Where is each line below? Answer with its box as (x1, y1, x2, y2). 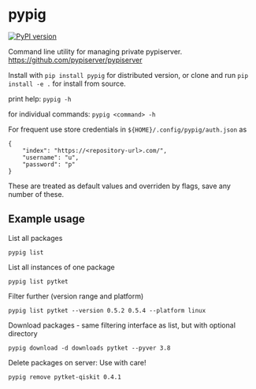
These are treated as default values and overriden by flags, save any (8, 181, 231, 191)
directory (8, 328, 38, 338)
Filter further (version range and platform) (8, 291, 144, 301)
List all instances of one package (8, 262, 116, 272)
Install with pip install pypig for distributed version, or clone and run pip (8, 70, 249, 80)
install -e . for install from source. (8, 79, 126, 88)
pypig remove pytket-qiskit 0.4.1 (8, 372, 122, 381)
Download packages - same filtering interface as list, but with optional (8, 320, 236, 330)
